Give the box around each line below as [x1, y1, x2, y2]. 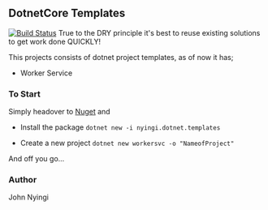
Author [8, 174, 37, 186]
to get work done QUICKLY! [8, 36, 102, 46]
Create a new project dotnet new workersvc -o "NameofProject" [19, 138, 235, 148]
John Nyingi [8, 192, 49, 202]
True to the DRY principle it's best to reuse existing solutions [58, 28, 261, 37]
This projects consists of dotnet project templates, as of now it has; [8, 52, 234, 62]
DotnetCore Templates [8, 6, 126, 20]
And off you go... [8, 154, 65, 164]
